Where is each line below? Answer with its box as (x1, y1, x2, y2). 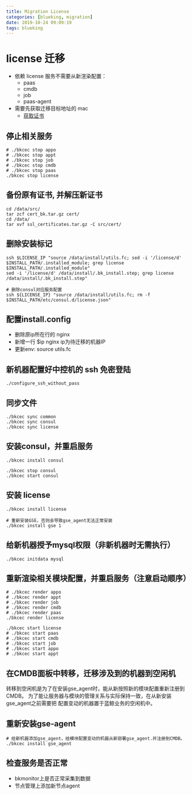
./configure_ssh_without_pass (6, 380, 80, 386)
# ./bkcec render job (6, 599, 59, 605)
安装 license (6, 490, 51, 500)
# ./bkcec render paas (6, 610, 61, 616)
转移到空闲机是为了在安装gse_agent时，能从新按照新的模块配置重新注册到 (6, 685, 185, 692)
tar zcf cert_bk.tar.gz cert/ (6, 211, 80, 217)
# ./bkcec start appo (6, 646, 59, 652)
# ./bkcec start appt (6, 651, 59, 657)
